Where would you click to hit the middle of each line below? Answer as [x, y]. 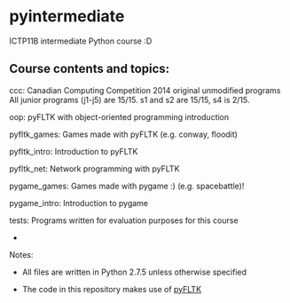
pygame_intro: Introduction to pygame [79, 203]
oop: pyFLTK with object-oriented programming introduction [119, 116]
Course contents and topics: [90, 69]
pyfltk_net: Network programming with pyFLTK [94, 168]
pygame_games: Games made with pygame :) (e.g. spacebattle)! [127, 186]
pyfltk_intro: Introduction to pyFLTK [74, 151]
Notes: [21, 254]
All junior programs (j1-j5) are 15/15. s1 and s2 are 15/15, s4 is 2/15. [129, 100]
